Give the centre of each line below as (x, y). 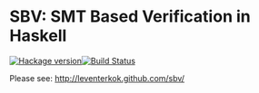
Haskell (38, 36)
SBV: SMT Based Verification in (130, 17)
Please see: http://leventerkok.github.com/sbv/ (97, 78)
